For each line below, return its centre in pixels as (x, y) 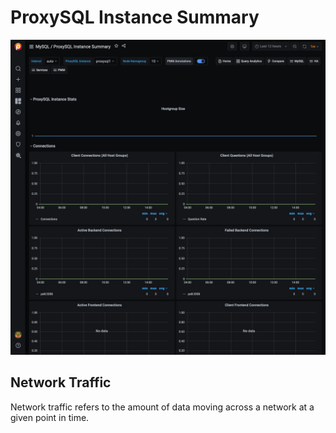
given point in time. (50, 417)
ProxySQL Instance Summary (135, 17)
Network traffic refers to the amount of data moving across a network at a (162, 407)
